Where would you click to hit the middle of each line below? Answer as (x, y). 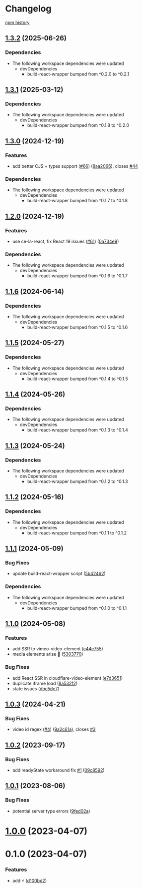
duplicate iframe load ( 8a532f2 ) (45, 683)
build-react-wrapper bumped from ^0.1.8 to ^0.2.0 (78, 125)
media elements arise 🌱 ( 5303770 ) (48, 654)
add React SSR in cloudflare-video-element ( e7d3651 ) (68, 678)
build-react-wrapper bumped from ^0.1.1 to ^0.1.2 (77, 533)
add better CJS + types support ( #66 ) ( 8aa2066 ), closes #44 (75, 166)
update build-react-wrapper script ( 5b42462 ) (59, 574)
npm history (17, 22)
